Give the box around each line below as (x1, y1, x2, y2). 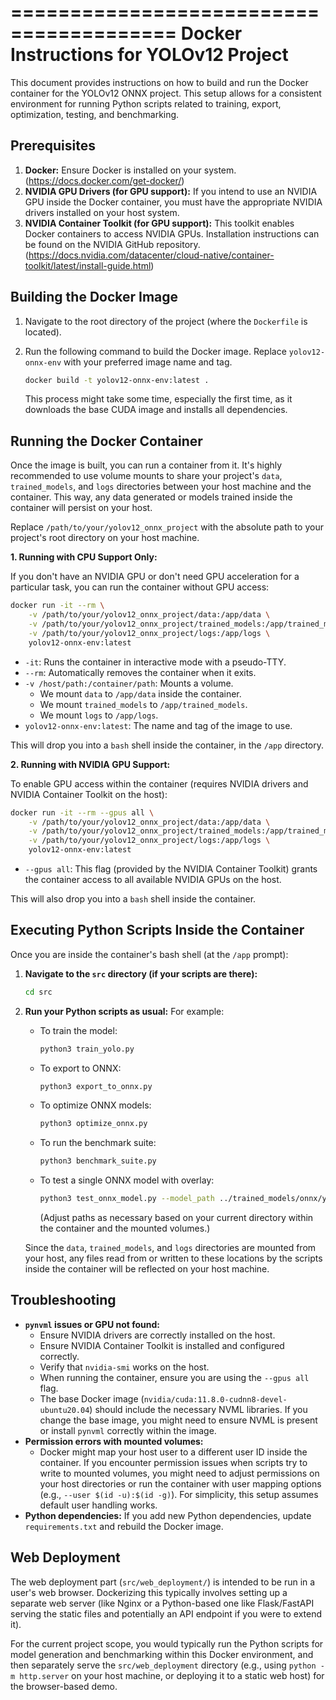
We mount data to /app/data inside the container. (39, 687, 242, 700)
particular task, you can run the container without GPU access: (10, 581, 270, 593)
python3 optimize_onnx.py (39, 1119, 148, 1129)
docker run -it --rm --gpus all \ (10, 807, 155, 818)
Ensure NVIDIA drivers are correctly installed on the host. (39, 1329, 276, 1341)
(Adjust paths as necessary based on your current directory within (39, 1212, 314, 1224)
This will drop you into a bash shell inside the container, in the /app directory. (10, 739, 325, 751)
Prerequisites (10, 137, 96, 155)
